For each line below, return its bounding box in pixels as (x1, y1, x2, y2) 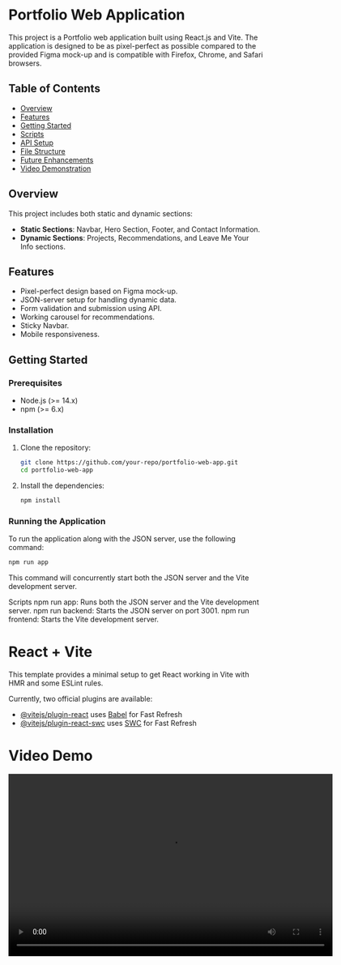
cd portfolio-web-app (19, 466, 93, 475)
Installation (8, 424, 54, 435)
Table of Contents (8, 82, 101, 96)
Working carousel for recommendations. (19, 312, 156, 322)
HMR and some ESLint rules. (8, 678, 104, 688)
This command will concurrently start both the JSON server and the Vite (8, 573, 249, 583)
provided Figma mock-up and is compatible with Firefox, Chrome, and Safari (8, 49, 263, 59)
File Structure (19, 146, 66, 156)
